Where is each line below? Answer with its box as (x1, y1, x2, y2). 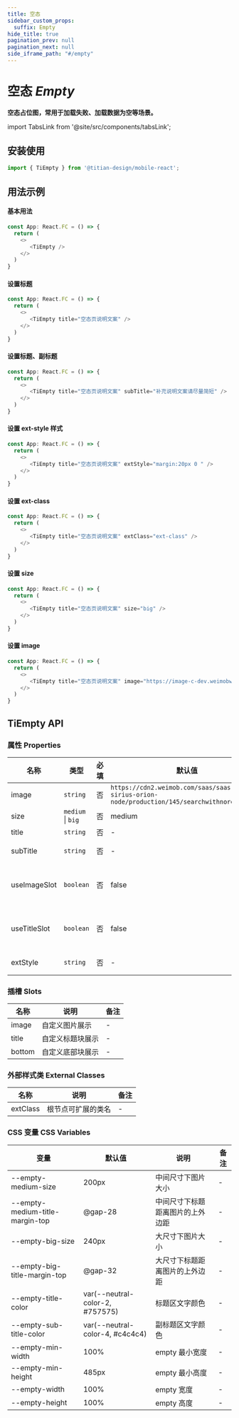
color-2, (83, 1297, 112, 1307)
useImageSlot (11, 879, 57, 889)
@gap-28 (83, 1207, 117, 1217)
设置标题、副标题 (7, 352, 58, 360)
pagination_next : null (7, 44, 75, 51)
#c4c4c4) (113, 1329, 147, 1339)
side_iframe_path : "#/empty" (7, 51, 94, 58)
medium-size (11, 1182, 57, 1192)
